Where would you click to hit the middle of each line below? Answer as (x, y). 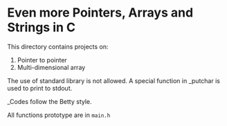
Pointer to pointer (42, 60)
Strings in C (42, 27)
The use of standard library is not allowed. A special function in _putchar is (113, 80)
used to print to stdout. (40, 88)
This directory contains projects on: (58, 46)
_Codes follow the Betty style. (49, 101)
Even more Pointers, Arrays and (100, 13)
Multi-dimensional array (51, 67)
